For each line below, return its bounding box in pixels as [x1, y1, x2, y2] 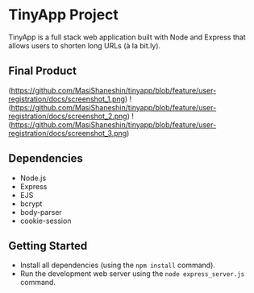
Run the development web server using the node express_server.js [19, 269, 245, 279]
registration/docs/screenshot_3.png [8, 128, 127, 138]
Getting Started [8, 239, 88, 253]
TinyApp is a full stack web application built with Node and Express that [8, 32, 246, 42]
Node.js [19, 173, 47, 183]
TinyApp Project [8, 6, 119, 24]
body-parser [19, 207, 62, 217]
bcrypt [19, 199, 43, 208]
